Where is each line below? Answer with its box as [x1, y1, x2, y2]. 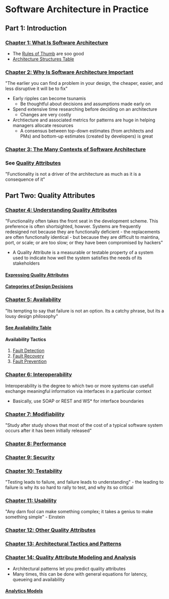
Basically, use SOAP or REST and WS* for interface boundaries [12, 398, 144, 404]
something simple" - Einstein [5, 514, 65, 520]
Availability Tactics [5, 336, 47, 342]
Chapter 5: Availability [5, 296, 62, 303]
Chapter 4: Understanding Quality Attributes [5, 206, 117, 213]
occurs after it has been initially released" [5, 427, 92, 433]
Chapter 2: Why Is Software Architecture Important [5, 69, 134, 76]
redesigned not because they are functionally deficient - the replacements [5, 229, 160, 235]
